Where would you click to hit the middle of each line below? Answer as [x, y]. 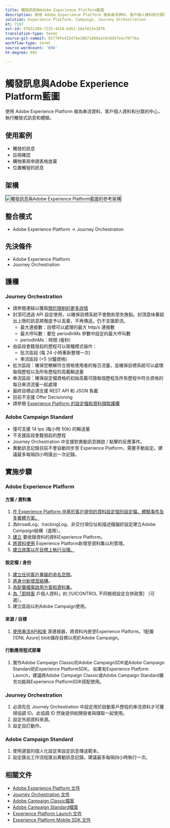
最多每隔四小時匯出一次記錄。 [48, 454]
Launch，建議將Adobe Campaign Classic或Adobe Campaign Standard [86, 675]
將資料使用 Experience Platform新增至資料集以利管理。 [70, 543]
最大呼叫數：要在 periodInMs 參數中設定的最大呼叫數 [75, 334]
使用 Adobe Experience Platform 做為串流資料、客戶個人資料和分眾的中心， [84, 111]
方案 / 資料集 [18, 499]
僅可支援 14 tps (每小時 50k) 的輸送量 [51, 429]
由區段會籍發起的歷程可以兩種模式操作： [55, 346]
